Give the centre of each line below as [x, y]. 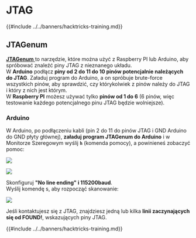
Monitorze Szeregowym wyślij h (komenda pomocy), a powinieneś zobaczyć [98, 143]
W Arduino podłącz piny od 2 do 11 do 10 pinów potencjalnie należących [95, 72]
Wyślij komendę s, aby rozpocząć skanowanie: [62, 189]
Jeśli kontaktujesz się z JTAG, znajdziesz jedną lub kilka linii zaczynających [98, 211]
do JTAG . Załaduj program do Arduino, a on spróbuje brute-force [84, 77]
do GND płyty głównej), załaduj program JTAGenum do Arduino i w [88, 137]
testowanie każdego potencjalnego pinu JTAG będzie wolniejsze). [85, 103]
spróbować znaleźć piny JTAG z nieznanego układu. [69, 65]
